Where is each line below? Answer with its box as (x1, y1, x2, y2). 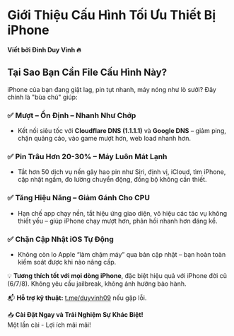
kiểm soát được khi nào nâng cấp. (17, 257, 117, 266)
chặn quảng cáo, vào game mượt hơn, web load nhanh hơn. (17, 134, 192, 143)
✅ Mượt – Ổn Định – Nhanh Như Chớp (7, 110, 136, 120)
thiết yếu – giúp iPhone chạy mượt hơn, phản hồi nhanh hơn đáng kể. (17, 216, 218, 225)
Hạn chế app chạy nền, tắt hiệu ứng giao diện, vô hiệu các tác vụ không (17, 209, 228, 217)
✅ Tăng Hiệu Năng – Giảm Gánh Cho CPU (7, 193, 151, 203)
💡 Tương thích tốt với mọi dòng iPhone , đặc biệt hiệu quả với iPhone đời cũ (7, 271, 228, 279)
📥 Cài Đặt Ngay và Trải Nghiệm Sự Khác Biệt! (7, 310, 144, 318)
